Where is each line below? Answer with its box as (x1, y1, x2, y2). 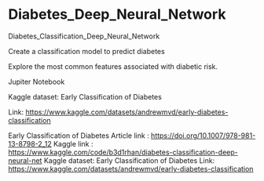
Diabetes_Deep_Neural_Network (8, 5, 226, 24)
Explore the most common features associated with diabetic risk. (8, 61, 218, 71)
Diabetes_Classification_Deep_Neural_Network (8, 31, 160, 41)
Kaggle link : (53, 139, 93, 148)
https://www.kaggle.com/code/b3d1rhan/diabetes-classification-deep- (8, 147, 238, 157)
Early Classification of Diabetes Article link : (8, 131, 149, 140)
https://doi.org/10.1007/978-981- (150, 131, 256, 140)
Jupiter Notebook (8, 77, 65, 86)
